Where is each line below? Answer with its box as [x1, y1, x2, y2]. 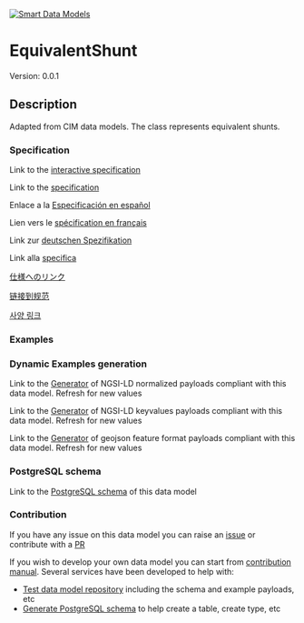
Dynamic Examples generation [9, 357, 148, 370]
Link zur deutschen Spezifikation [9, 235, 132, 246]
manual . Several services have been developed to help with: [9, 566, 234, 577]
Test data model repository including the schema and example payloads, [22, 583, 295, 595]
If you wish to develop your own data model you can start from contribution [9, 556, 292, 568]
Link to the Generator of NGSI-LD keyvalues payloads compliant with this [9, 406, 283, 417]
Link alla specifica [9, 253, 77, 264]
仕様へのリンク [9, 271, 65, 282]
